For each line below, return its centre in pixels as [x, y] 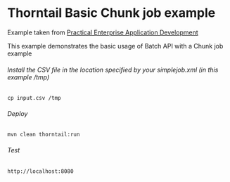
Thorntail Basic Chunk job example [111, 13]
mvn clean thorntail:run [44, 135]
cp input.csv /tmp [34, 98]
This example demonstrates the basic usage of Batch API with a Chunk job [115, 46]
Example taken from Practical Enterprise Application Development [103, 32]
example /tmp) [28, 77]
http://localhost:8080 [40, 171]
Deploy [18, 113]
